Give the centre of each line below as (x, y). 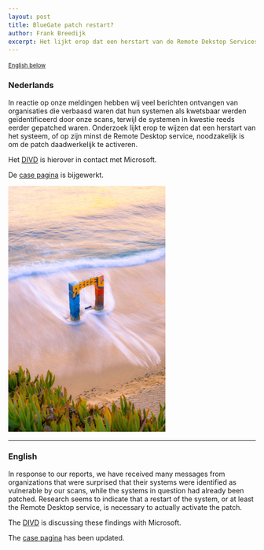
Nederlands (31, 85)
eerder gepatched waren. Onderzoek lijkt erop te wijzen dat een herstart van (132, 127)
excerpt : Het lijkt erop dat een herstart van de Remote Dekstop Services (133, 42)
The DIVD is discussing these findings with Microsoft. (95, 522)
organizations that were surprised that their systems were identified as (123, 482)
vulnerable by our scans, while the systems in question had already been (126, 490)
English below (27, 66)
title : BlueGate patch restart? (61, 25)
